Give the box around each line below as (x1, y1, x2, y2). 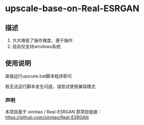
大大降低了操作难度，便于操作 (12, 38, 73, 43)
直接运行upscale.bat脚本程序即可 (5, 73, 72, 79)
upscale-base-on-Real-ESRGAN (5, 3, 140, 14)
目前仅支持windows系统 (12, 43, 61, 49)
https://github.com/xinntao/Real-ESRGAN (5, 114, 89, 120)
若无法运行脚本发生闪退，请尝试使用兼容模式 (5, 83, 96, 89)
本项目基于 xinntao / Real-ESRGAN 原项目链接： (5, 109, 102, 115)
